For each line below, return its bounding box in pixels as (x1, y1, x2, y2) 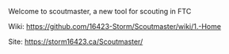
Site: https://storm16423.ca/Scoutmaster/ (8, 37, 143, 46)
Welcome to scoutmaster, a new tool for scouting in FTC (8, 7, 192, 16)
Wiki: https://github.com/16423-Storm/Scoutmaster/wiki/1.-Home (8, 22, 222, 31)
